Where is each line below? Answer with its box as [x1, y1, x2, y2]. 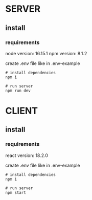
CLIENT [5, 105, 38, 117]
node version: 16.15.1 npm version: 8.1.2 [5, 50, 87, 56]
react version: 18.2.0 [5, 152, 49, 159]
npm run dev [5, 88, 31, 93]
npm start [5, 190, 27, 195]
